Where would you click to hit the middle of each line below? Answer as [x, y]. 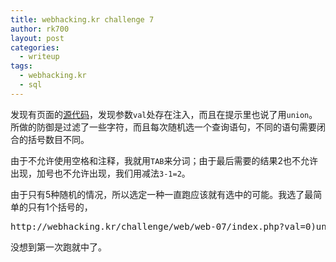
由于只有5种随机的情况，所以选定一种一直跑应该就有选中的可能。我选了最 [162, 194]
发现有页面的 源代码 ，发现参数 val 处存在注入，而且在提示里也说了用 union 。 [164, 114]
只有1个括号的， [60, 207]
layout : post [37, 38]
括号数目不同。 [58, 139]
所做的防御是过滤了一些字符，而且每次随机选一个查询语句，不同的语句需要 [163, 127]
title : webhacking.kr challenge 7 [82, 19]
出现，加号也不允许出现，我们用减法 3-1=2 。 [100, 173]
